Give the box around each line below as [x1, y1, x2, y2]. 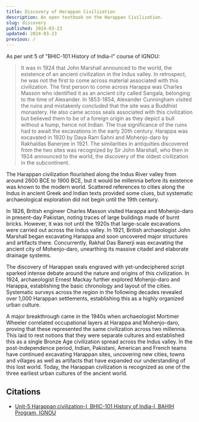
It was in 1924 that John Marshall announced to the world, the [20, 64, 172, 71]
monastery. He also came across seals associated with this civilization [20, 108, 193, 115]
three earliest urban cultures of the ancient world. [6, 370, 128, 377]
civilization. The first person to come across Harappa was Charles [20, 83, 183, 90]
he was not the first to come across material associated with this [20, 77, 179, 84]
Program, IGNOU [14, 409, 56, 416]
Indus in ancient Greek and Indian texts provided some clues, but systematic [6, 190, 193, 196]
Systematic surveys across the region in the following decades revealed [6, 289, 182, 295]
